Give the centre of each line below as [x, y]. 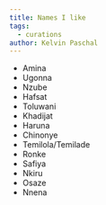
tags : [19, 26]
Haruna [36, 126]
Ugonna [37, 78]
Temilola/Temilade [56, 145]
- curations [40, 34]
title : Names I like [48, 18]
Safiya [34, 164]
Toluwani [39, 107]
